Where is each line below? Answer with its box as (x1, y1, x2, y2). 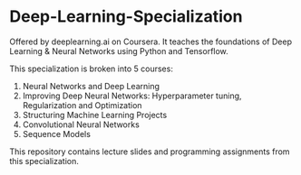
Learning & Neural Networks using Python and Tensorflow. (9, 45, 228, 56)
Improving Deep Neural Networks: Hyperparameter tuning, (22, 90, 242, 101)
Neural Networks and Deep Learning (22, 80, 160, 91)
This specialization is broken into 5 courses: (9, 63, 174, 74)
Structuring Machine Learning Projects (22, 109, 168, 120)
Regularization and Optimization (22, 99, 142, 110)
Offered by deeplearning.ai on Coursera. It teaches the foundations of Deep (9, 36, 293, 47)
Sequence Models (22, 128, 91, 139)
